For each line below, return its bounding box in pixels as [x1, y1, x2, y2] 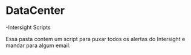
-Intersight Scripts [5, 24, 51, 31]
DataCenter [5, 4, 65, 18]
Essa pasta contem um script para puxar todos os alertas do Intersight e [5, 35, 186, 42]
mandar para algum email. [5, 42, 71, 49]
